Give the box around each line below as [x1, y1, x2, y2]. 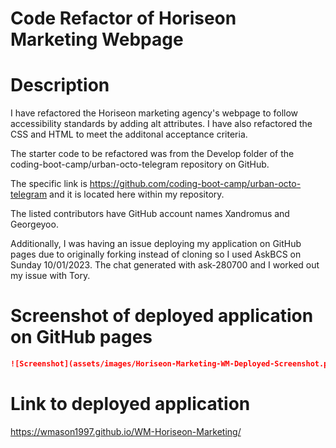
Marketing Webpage [10, 28, 184, 51]
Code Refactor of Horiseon [10, 7, 237, 30]
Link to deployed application [10, 393, 251, 416]
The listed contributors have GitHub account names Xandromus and [10, 208, 290, 220]
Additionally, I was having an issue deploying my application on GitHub [10, 238, 302, 250]
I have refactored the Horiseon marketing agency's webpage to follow [10, 107, 299, 119]
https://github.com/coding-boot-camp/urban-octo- [89, 178, 302, 190]
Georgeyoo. [10, 218, 59, 231]
